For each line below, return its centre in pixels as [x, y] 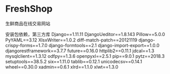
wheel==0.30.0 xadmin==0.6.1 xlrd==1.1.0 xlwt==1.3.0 [62, 67]
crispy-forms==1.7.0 [26, 45]
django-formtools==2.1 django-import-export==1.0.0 [104, 45]
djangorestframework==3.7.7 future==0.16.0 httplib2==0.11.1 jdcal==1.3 [80, 51]
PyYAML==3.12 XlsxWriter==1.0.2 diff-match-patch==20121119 [71, 40]
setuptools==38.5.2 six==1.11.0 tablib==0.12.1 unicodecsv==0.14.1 [74, 61]
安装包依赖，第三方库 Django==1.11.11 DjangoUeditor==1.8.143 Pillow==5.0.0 [85, 34]
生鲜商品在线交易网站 [28, 23]
